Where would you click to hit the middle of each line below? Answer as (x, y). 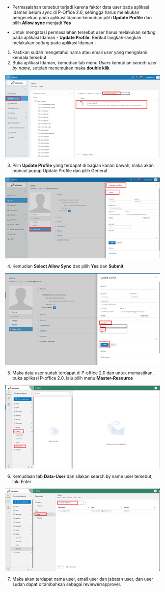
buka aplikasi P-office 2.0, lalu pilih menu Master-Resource (72, 378)
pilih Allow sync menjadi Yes (41, 23)
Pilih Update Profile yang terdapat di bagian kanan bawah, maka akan (83, 165)
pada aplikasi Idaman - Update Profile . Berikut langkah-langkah (77, 37)
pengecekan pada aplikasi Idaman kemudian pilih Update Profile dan (82, 17)
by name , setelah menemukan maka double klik (61, 68)
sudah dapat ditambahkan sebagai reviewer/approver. (67, 584)
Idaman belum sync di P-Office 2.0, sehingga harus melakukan (76, 12)
